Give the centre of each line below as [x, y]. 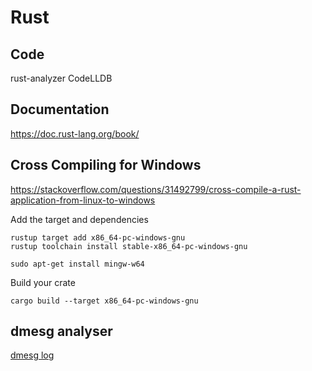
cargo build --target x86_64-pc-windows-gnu [104, 301]
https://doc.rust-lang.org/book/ [75, 133]
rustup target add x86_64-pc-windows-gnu [98, 237]
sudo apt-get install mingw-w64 [77, 264]
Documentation [60, 109]
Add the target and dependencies [79, 219]
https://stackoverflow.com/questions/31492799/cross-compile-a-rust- [156, 189]
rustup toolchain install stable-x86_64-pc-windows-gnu [129, 246]
